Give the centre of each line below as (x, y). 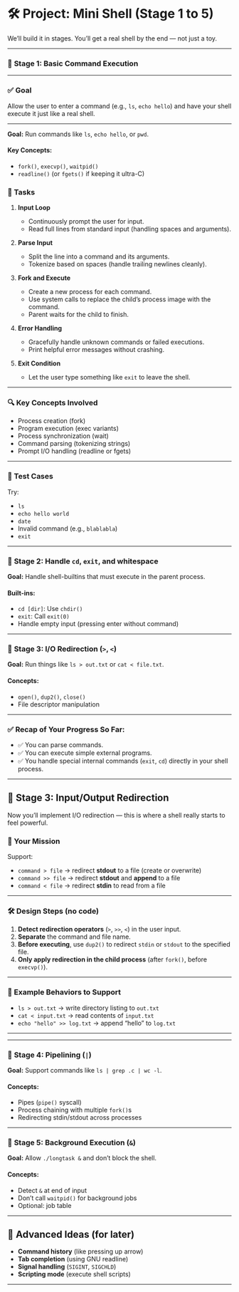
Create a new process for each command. (90, 292)
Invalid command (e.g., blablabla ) (68, 528)
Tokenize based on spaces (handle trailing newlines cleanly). (118, 264)
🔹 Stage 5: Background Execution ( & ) (72, 1142)
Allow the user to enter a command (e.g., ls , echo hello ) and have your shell (119, 106)
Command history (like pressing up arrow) (80, 1251)
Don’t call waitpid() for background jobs (77, 1198)
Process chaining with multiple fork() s (75, 1110)
